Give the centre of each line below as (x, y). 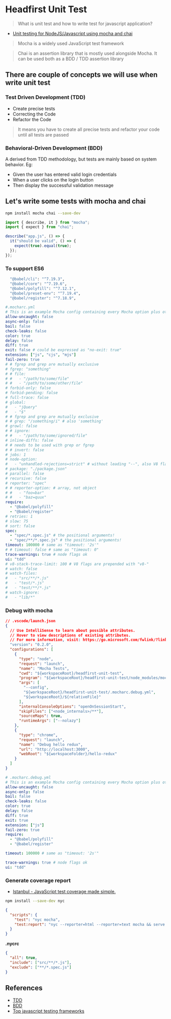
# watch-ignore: (22, 592)
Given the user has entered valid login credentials (65, 174)
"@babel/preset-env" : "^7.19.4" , (45, 293)
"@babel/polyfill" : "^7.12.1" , (43, 288)
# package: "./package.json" (36, 469)
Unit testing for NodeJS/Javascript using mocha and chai (73, 33)
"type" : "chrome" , (38, 735)
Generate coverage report (38, 880)
